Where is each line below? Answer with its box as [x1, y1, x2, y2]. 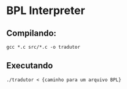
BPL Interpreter [6, 4, 85, 18]
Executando [6, 60, 53, 71]
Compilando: [6, 28, 57, 38]
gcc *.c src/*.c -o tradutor [6, 44, 81, 50]
